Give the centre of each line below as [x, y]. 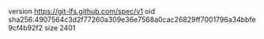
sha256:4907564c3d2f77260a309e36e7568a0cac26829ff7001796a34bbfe [132, 19]
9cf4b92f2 [26, 28]
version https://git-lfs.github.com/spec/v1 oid [82, 11]
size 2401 [60, 28]
